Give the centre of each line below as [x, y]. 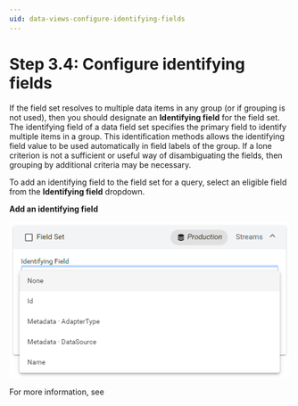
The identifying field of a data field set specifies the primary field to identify [148, 127]
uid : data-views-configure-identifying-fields [97, 19]
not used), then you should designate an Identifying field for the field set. [145, 117]
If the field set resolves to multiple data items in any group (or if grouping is [147, 108]
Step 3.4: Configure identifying [127, 64]
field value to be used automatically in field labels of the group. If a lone [141, 145]
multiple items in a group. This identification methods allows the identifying [147, 136]
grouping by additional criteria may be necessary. [100, 164]
